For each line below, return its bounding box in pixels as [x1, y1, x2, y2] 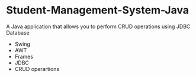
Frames [14, 53, 34, 60]
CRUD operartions [14, 65, 60, 72]
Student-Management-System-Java [6, 4, 189, 17]
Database [6, 29, 30, 36]
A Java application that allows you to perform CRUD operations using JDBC [6, 23, 191, 30]
